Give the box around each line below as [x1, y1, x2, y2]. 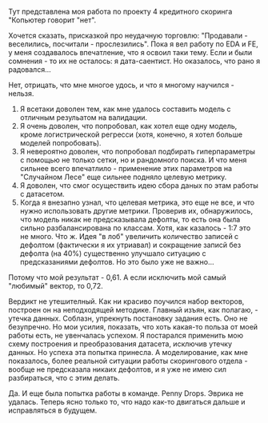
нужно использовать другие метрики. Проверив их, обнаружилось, [19, 206, 254, 215]
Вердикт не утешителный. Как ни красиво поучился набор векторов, [8, 297, 245, 306]
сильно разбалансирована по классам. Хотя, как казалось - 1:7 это [19, 223, 251, 233]
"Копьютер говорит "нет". [8, 15, 97, 25]
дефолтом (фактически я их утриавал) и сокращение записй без [19, 240, 242, 249]
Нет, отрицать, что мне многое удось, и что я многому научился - [8, 80, 234, 90]
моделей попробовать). [19, 138, 102, 147]
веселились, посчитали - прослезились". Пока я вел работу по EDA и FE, [8, 39, 258, 49]
